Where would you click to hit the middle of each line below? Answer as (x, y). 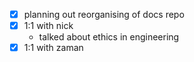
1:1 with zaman (53, 48)
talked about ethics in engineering (109, 37)
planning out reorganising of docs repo (104, 14)
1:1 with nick (48, 26)
